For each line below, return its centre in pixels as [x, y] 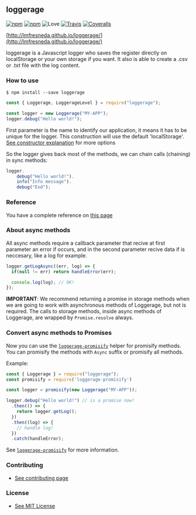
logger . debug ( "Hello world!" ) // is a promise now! [70, 401]
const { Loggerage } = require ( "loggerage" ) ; [62, 374]
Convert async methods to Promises [59, 333]
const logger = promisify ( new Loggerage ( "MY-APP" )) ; [72, 390]
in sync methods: [27, 160]
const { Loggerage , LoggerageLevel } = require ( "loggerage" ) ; [83, 103]
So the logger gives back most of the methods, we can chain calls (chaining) [98, 154]
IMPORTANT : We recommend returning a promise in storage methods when [98, 299]
